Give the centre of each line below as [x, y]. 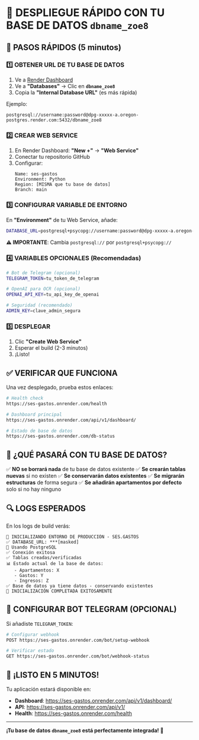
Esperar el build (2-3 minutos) [51, 348]
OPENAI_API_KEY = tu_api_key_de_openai [53, 294]
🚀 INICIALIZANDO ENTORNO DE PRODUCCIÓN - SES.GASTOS [73, 537]
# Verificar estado [30, 651]
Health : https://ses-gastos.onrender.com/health [73, 713]
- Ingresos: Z [31, 581]
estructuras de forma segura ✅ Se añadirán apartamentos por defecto [94, 482]
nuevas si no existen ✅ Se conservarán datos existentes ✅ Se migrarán [95, 476]
